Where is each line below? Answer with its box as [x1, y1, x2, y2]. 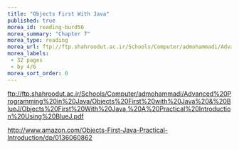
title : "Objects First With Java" [7, 10, 110, 18]
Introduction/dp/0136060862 [7, 133, 92, 142]
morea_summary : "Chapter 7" [7, 30, 91, 38]
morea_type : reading [7, 37, 69, 44]
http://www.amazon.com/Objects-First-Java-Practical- [7, 126, 169, 134]
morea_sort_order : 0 [7, 70, 69, 77]
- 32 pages [10, 57, 43, 64]
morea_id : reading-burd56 [7, 23, 84, 31]
